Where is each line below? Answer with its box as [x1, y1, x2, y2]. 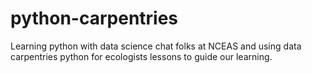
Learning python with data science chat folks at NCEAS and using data [10, 40, 302, 52]
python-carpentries [10, 7, 179, 30]
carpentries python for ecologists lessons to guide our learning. [10, 50, 273, 62]
